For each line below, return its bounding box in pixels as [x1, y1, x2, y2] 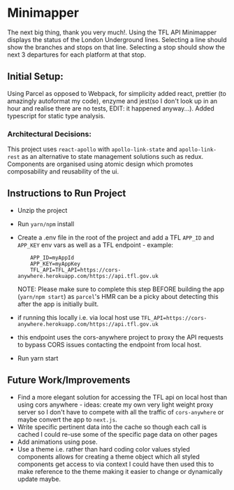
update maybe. [17, 475, 61, 483]
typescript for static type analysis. [7, 111, 105, 120]
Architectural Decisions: [7, 129, 92, 139]
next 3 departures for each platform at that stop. [7, 50, 147, 59]
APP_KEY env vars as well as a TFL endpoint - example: [17, 240, 173, 249]
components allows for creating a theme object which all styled [17, 452, 200, 461]
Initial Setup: [7, 71, 64, 83]
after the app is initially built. [17, 300, 99, 308]
